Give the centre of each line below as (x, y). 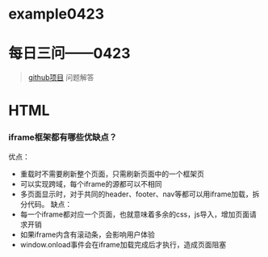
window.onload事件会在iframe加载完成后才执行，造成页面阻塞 (123, 244)
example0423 (57, 14)
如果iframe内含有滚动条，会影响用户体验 (87, 234)
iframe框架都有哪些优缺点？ (63, 137)
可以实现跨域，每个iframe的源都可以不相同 (91, 183)
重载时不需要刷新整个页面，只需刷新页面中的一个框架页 (112, 174)
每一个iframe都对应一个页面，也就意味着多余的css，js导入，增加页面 (135, 214)
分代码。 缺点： (46, 204)
